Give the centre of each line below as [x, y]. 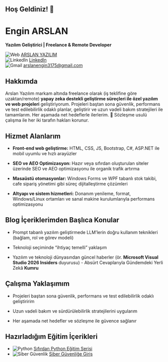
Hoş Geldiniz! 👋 [30, 9]
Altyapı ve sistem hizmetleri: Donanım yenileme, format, [72, 193]
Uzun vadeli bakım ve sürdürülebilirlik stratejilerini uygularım [75, 311]
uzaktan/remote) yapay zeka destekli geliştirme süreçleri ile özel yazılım [82, 99]
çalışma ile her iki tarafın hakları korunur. [47, 120]
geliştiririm [23, 301]
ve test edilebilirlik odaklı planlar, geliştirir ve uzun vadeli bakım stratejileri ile [84, 109]
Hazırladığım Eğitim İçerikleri [52, 337]
